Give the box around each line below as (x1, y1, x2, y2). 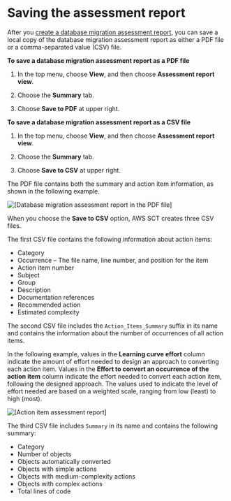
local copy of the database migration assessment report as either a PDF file (7, 35, 225, 43)
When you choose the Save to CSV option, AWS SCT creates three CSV (7, 214, 214, 222)
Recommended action (17, 300, 81, 309)
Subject (17, 270, 40, 279)
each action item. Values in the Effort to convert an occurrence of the (7, 365, 209, 373)
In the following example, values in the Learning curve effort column (7, 349, 205, 358)
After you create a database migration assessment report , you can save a (7, 28, 218, 36)
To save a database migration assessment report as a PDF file (7, 56, 190, 64)
